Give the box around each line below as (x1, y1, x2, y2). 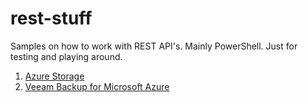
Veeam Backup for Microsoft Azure (24, 80, 170, 92)
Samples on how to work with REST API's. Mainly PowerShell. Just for (10, 40, 298, 52)
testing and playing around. (10, 50, 123, 62)
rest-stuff (10, 7, 93, 30)
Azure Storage (24, 70, 85, 82)
